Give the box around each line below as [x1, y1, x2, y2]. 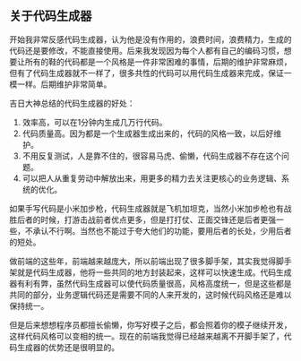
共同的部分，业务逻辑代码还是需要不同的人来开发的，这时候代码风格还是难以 [9, 289, 292, 300]
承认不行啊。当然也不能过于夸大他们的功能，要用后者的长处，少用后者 [32, 225, 292, 236]
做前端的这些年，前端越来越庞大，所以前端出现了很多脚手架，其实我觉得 [9, 255, 276, 266]
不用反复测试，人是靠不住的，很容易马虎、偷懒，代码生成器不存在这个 [21, 150, 282, 161]
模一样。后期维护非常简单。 [9, 79, 112, 90]
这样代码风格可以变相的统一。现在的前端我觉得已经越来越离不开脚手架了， [9, 331, 284, 341]
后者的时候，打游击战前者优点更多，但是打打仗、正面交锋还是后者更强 [16, 214, 276, 225]
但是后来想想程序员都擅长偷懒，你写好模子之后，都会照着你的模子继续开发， [9, 319, 292, 330]
